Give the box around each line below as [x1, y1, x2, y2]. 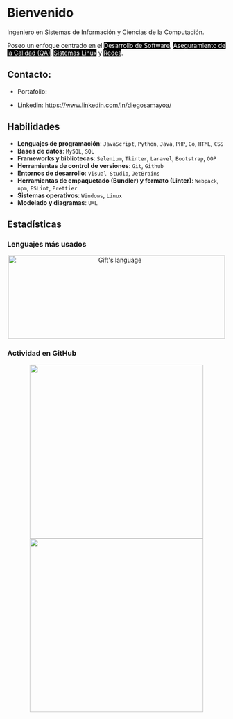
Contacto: [7, 69, 52, 81]
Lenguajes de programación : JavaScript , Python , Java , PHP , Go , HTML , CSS [17, 139, 224, 147]
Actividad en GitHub [7, 349, 77, 358]
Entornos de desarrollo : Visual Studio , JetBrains [17, 169, 160, 177]
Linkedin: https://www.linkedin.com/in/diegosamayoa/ [17, 101, 172, 109]
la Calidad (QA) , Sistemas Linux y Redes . [7, 49, 123, 57]
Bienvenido [7, 5, 74, 21]
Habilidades [7, 121, 60, 133]
